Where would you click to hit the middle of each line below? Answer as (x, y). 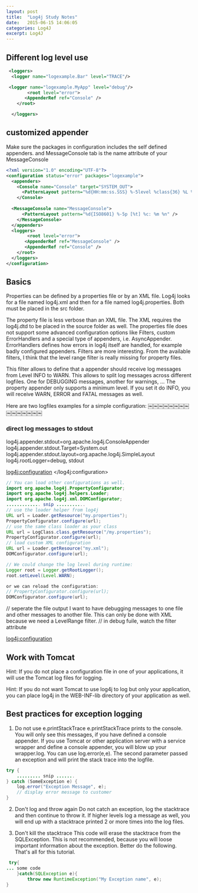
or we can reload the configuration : (52, 586)
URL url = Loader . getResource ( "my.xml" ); (58, 549)
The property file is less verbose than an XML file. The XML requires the (94, 320)
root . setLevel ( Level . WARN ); (41, 575)
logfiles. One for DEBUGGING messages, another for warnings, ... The (91, 382)
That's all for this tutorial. (45, 852)
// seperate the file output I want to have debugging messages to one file (95, 609)
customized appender (47, 133)
